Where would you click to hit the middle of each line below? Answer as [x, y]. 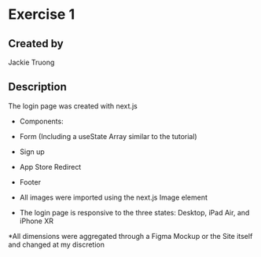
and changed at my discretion [56, 244]
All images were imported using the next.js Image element [114, 197]
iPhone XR [36, 221]
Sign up [32, 152]
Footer [30, 182]
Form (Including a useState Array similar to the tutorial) [108, 136]
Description [37, 87]
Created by [36, 44]
